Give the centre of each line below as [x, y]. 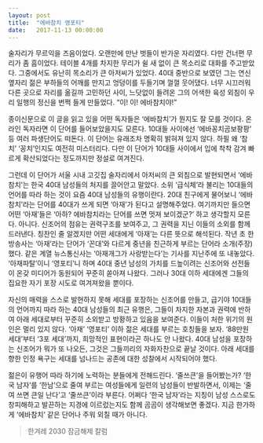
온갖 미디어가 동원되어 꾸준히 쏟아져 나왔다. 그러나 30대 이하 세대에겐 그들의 [132, 273]
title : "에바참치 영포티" [46, 23]
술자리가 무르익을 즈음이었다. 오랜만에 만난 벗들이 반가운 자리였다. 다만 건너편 [126, 53]
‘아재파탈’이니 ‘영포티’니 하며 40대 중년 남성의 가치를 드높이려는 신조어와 [119, 263]
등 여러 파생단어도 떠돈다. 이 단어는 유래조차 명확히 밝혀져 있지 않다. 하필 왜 [123, 139]
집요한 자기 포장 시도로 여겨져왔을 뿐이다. [71, 283]
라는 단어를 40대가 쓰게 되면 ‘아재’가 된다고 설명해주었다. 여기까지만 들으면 [137, 204]
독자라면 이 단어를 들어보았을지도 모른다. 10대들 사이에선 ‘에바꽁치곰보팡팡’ [137, 129]
